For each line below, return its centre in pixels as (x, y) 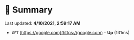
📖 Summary (29, 10)
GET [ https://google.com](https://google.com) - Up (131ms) (71, 32)
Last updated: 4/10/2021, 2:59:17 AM (43, 23)
